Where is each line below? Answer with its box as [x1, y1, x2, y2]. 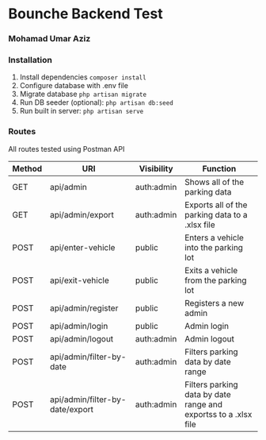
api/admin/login [50, 320, 108, 331]
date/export [50, 403, 93, 415]
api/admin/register [50, 303, 119, 314]
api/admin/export [50, 209, 115, 220]
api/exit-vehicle [50, 275, 109, 286]
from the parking [184, 275, 247, 286]
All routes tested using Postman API [8, 144, 125, 153]
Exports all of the [184, 199, 248, 210]
